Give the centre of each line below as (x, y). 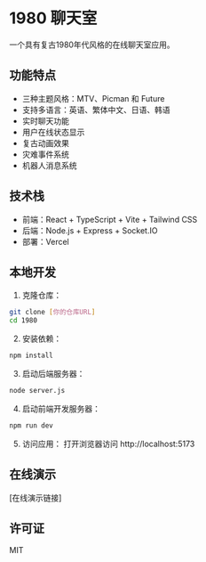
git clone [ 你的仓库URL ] (52, 313)
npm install (31, 356)
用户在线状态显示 (53, 132)
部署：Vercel (45, 241)
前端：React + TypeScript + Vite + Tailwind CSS (110, 219)
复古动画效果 (45, 143)
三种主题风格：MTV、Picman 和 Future (93, 98)
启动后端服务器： (53, 374)
